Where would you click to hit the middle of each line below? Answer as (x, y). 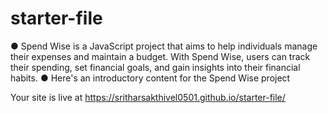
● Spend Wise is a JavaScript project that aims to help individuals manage (164, 46)
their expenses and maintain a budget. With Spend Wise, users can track (160, 56)
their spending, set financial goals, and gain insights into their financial (155, 67)
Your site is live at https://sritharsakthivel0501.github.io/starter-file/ (148, 97)
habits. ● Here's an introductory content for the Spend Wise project (150, 78)
